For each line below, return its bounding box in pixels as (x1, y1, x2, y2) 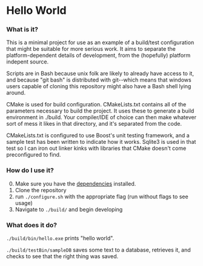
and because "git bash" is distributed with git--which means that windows (6, 76, 192, 83)
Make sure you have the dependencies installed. (15, 180, 136, 187)
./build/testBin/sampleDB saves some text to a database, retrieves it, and (6, 246, 191, 254)
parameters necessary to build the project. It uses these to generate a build (6, 107, 195, 115)
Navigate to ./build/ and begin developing (15, 206, 123, 213)
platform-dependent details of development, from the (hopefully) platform (6, 52, 191, 59)
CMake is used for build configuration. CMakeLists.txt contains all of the (6, 101, 187, 108)
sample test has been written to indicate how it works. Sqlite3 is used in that (6, 138, 196, 146)
